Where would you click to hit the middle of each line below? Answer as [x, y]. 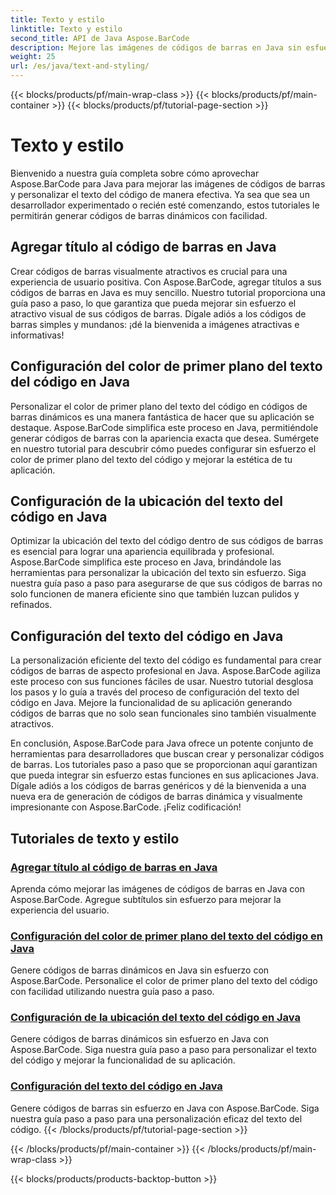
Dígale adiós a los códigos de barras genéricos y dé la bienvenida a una [158, 786]
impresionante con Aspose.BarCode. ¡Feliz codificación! [126, 807]
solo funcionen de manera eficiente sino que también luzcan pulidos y [155, 594]
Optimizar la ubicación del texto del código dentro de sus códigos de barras [167, 541]
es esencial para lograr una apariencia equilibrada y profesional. [142, 552]
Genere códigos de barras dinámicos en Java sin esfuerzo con [140, 970]
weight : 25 [33, 57]
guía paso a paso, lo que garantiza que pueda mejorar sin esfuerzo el [153, 303]
